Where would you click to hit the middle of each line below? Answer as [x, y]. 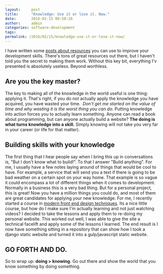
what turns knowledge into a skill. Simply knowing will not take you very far [81, 124]
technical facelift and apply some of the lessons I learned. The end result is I [81, 224]
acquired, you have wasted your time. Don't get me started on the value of [80, 103]
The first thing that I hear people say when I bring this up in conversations [79, 157]
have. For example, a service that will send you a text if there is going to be [80, 172]
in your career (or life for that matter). [43, 129]
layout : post [23, 10]
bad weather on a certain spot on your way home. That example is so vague [81, 177]
